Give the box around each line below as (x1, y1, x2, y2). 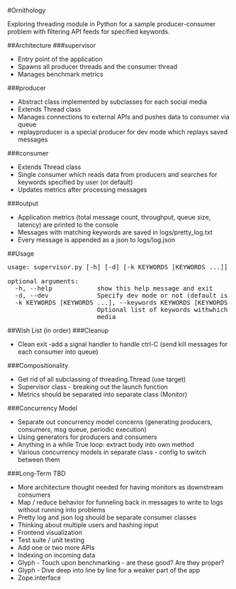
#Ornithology (7, 6, 46, 14)
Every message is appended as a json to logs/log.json (17, 236, 176, 244)
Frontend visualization (17, 529, 83, 536)
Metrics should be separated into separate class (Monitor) (17, 390, 188, 399)
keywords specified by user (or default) (17, 178, 133, 186)
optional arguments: (7, 277, 79, 285)
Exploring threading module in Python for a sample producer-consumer (7, 20, 216, 28)
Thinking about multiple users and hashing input (17, 521, 159, 529)
